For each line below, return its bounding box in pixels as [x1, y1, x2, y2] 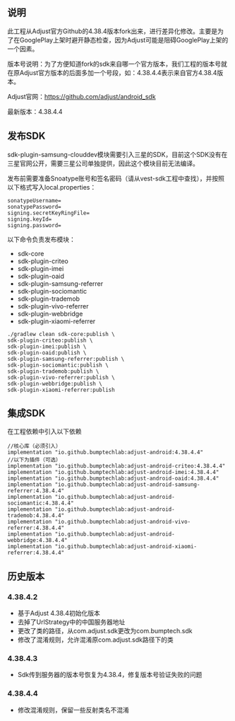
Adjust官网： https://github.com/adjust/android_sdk [7, 92, 157, 100]
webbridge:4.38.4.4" [7, 537, 68, 544]
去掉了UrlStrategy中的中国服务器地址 [17, 618, 126, 626]
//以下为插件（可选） [7, 456, 61, 463]
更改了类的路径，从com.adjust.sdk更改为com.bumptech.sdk [17, 627, 193, 635]
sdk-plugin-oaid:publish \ [7, 349, 87, 356]
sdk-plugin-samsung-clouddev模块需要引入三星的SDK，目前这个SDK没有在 [7, 150, 228, 158]
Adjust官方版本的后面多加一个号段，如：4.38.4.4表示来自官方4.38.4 [19, 68, 217, 76]
